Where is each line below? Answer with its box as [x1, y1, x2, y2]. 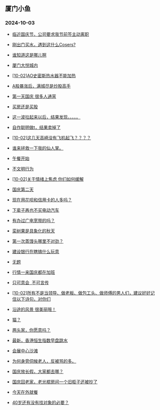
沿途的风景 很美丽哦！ [12, 306, 56, 312]
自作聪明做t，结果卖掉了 [12, 124, 61, 130]
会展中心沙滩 [12, 348, 38, 354]
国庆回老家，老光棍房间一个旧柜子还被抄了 [12, 379, 98, 385]
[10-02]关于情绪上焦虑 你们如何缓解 [12, 176, 84, 182]
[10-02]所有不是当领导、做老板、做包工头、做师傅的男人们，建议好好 [12, 290, 151, 296]
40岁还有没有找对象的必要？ [12, 399, 69, 405]
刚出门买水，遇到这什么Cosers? [12, 41, 76, 47]
